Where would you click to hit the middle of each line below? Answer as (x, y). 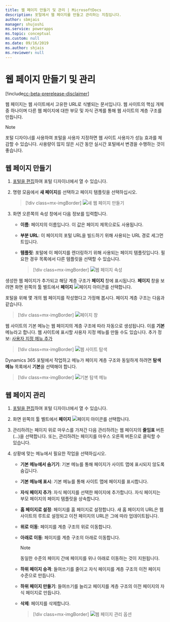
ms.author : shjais (25, 48)
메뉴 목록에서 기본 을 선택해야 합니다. (41, 367)
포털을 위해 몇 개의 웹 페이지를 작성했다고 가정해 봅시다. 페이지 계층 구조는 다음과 (85, 298)
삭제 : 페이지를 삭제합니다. (45, 604)
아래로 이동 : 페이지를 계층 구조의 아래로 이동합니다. (70, 537)
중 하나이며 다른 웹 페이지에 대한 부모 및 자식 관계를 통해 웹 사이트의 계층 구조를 (84, 111)
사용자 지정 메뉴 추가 (32, 339)
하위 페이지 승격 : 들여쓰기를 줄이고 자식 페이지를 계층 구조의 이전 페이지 (90, 569)
